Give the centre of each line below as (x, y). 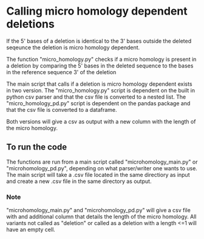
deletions (30, 24)
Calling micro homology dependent (97, 11)
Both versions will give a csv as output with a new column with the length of (101, 121)
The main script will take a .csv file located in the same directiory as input (98, 175)
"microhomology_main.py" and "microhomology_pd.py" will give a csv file (99, 210)
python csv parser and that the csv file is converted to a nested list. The (96, 97)
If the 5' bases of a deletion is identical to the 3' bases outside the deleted (99, 41)
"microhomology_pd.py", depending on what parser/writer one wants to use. (102, 168)
